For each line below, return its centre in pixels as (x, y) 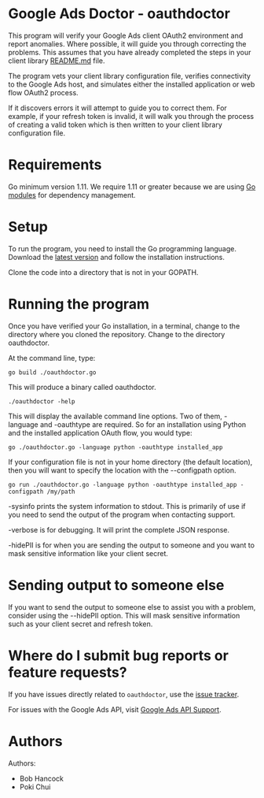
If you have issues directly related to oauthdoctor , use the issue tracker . (124, 694)
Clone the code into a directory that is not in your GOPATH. (103, 272)
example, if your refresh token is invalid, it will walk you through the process (131, 116)
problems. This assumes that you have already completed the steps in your (130, 52)
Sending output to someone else (116, 585)
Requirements (55, 165)
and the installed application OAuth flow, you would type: (100, 432)
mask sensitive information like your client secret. (88, 553)
